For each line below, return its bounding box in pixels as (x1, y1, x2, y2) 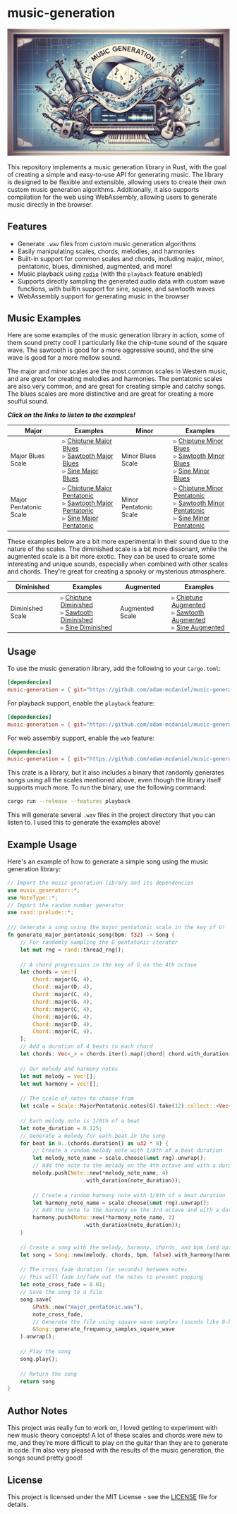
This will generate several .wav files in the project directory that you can (7, 811, 216, 819)
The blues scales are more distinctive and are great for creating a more (7, 389, 214, 398)
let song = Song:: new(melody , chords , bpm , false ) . (20, 1251, 175, 1259)
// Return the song (20, 1370, 78, 1377)
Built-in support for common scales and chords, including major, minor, (17, 254, 224, 262)
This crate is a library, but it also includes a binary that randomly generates (7, 768, 224, 777)
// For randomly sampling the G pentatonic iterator (20, 938, 178, 946)
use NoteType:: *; (7, 894, 59, 901)
